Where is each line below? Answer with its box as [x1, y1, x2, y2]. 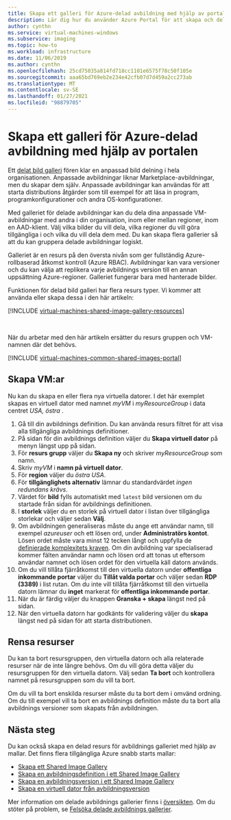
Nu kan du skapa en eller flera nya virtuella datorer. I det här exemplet [8, 391, 205, 400]
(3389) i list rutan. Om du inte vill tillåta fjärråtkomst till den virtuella [17, 580, 208, 588]
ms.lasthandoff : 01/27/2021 [8, 93, 88, 100]
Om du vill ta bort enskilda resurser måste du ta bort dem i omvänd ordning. [8, 690, 222, 698]
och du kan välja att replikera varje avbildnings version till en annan [8, 265, 197, 274]
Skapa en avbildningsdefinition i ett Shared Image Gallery [17, 770, 180, 778]
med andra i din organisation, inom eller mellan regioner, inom [44, 215, 219, 224]
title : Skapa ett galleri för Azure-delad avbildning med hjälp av [8, 10, 205, 17]
